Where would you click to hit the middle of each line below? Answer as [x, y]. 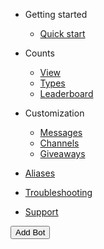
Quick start [62, 33]
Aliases [40, 173]
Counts [39, 53]
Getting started [56, 14]
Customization [54, 113]
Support [41, 212]
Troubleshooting [58, 192]
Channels [59, 143]
